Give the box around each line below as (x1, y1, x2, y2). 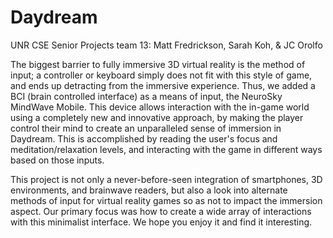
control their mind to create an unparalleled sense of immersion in (10, 122, 282, 134)
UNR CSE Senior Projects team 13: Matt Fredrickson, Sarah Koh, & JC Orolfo (10, 39, 323, 51)
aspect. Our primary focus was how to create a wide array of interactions (10, 205, 312, 217)
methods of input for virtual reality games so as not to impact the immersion (10, 194, 323, 206)
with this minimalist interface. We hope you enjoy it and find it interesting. (10, 216, 313, 228)
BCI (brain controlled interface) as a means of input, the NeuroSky (10, 90, 283, 102)
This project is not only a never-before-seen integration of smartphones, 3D (10, 173, 323, 185)
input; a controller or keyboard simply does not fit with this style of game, (10, 69, 313, 81)
